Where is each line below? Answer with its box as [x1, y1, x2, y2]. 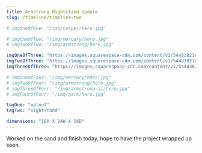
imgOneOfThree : [6, 52, 44, 59]
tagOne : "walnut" [6, 102, 50, 108]
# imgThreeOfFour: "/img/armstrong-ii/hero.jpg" [6, 85, 130, 92]
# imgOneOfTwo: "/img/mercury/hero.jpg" [6, 36, 109, 42]
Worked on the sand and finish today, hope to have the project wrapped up [6, 134, 192, 142]
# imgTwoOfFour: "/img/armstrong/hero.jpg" [6, 80, 117, 86]
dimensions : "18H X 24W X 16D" [6, 118, 85, 125]
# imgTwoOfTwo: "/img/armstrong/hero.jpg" [6, 41, 114, 48]
